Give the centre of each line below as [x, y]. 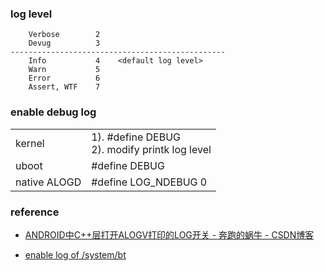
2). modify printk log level [151, 149]
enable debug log [53, 112]
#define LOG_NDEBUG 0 [149, 182]
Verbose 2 [64, 35]
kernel [30, 143]
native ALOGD [48, 182]
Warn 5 [64, 70]
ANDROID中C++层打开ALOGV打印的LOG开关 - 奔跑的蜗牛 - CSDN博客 [169, 234]
